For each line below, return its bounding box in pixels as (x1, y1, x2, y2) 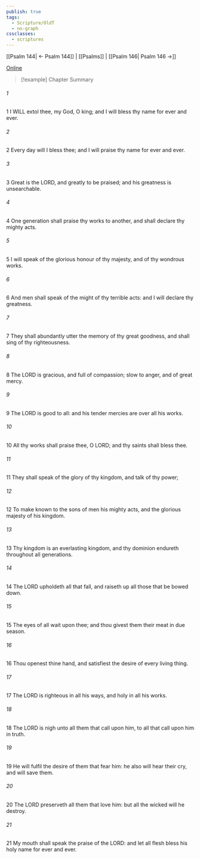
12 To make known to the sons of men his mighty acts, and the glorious (6, 506, 181, 513)
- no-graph (11, 25, 39, 32)
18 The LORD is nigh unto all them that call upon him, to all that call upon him (6, 724, 195, 731)
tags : (6, 14, 20, 20)
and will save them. (6, 769, 54, 776)
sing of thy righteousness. (6, 339, 70, 346)
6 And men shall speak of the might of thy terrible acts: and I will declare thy (6, 294, 194, 301)
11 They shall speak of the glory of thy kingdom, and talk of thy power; (6, 474, 179, 481)
